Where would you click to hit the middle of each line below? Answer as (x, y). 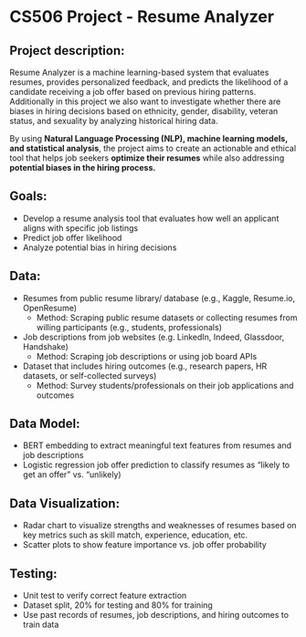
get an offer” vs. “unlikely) (72, 475)
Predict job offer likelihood (72, 237)
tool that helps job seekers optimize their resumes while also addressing (147, 158)
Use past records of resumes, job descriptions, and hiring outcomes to (156, 615)
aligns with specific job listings (80, 228)
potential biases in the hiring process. (83, 167)
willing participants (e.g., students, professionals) (129, 327)
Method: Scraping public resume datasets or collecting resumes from (167, 318)
